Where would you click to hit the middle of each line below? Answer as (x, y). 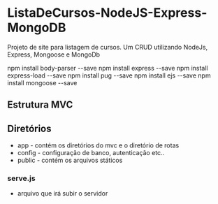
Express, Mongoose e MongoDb (53, 54)
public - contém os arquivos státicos (70, 160)
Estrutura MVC (40, 105)
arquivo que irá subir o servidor (63, 194)
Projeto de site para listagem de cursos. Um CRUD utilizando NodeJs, (108, 47)
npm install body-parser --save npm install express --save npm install (108, 68)
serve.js (22, 178)
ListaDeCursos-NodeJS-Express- (107, 13)
